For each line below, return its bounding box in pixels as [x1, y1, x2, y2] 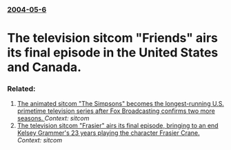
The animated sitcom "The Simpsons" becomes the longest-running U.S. [17, 100, 224, 108]
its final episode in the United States [7, 45, 219, 61]
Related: [7, 84, 36, 94]
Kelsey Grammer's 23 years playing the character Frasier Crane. [17, 129, 200, 137]
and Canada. [7, 60, 81, 75]
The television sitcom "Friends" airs [7, 30, 219, 46]
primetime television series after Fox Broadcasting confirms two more [17, 107, 215, 115]
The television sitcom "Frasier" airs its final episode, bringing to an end [17, 122, 219, 130]
